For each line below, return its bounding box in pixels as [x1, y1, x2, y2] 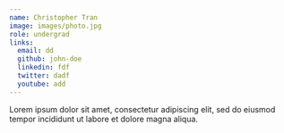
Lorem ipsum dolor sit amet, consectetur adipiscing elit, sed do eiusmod [9, 104, 276, 114]
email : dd [17, 46, 54, 55]
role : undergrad [9, 29, 70, 38]
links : [9, 37, 34, 47]
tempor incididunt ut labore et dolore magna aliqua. [9, 113, 199, 124]
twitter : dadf [17, 71, 70, 80]
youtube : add [17, 79, 66, 88]
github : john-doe [17, 54, 82, 63]
